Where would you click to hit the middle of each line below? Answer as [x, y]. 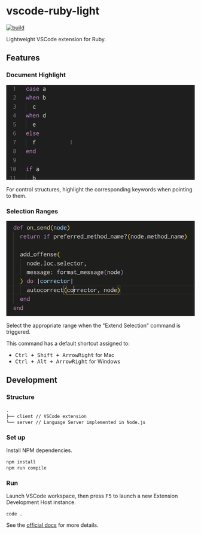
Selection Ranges [32, 211]
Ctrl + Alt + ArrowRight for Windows [68, 361]
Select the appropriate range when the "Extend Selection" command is [93, 325]
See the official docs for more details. [52, 525]
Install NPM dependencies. [39, 450]
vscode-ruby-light [53, 11]
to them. [16, 196]
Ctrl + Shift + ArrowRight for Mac [65, 355]
